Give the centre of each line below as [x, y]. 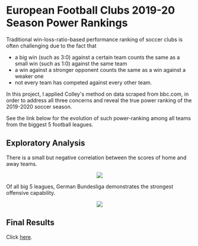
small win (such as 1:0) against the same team [71, 64]
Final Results [31, 223]
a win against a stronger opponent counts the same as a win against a [100, 70]
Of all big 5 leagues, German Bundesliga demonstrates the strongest [90, 186]
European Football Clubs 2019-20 [91, 10]
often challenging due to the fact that [51, 46]
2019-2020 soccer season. [39, 106]
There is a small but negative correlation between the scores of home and [96, 157]
